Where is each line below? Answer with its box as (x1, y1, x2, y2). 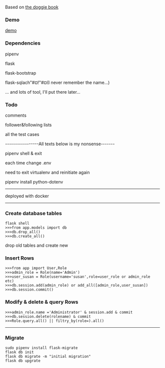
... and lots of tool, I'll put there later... (5, 89, 81, 95)
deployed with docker (5, 193, 49, 199)
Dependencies (5, 40, 41, 47)
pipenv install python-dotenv (5, 179, 63, 184)
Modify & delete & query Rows (5, 299, 79, 306)
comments (5, 112, 27, 118)
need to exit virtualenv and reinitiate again (5, 169, 90, 175)
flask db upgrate (5, 358, 41, 364)
